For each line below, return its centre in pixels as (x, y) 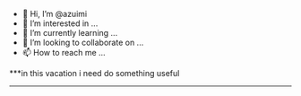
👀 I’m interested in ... (60, 23)
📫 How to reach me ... (64, 52)
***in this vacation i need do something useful (95, 73)
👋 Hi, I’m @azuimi (55, 14)
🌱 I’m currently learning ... (70, 33)
